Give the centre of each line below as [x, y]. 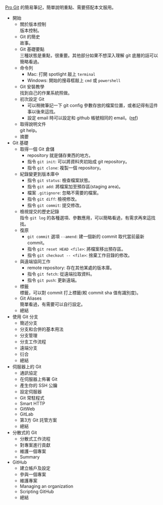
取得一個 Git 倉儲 [37, 149]
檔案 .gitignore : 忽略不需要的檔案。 [64, 193]
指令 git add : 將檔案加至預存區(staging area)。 [75, 187]
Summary [30, 457]
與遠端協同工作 [35, 261]
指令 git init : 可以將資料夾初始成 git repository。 [79, 162]
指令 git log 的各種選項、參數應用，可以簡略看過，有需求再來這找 [87, 218]
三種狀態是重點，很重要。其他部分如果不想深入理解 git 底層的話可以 [89, 55]
